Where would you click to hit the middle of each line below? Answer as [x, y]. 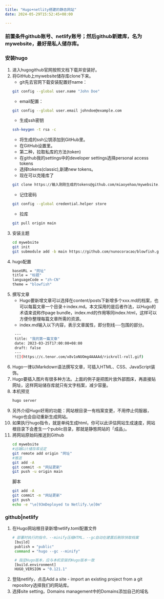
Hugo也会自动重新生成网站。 [41, 417]
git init [21, 247]
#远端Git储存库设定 [29, 449]
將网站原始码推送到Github [38, 435]
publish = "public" [34, 547]
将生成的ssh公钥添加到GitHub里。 [53, 139]
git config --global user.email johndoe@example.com [67, 111]
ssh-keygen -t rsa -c [34, 130]
